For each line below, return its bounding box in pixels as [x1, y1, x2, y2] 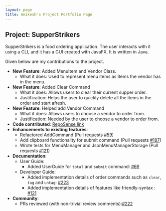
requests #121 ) [19, 148, 50, 154]
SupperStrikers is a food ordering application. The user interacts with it [5, 43, 151, 50]
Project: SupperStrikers [5, 30, 80, 39]
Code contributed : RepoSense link [12, 121, 84, 127]
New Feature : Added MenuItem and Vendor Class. [12, 68, 116, 74]
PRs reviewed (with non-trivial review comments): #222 [19, 201, 133, 207]
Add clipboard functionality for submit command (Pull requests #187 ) [19, 137, 162, 143]
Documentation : [12, 153, 47, 159]
